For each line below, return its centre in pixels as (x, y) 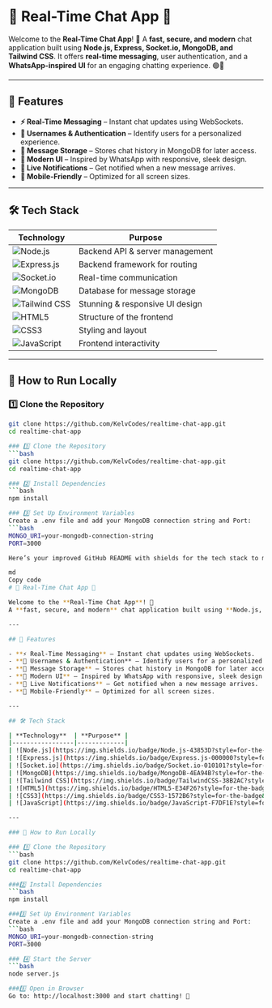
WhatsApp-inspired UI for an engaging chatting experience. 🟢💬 (117, 65)
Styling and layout (113, 330)
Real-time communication (128, 277)
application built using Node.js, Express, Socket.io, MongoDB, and (121, 47)
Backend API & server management (145, 251)
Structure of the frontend (126, 317)
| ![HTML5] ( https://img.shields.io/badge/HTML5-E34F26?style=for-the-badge (139, 788)
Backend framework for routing (138, 264)
